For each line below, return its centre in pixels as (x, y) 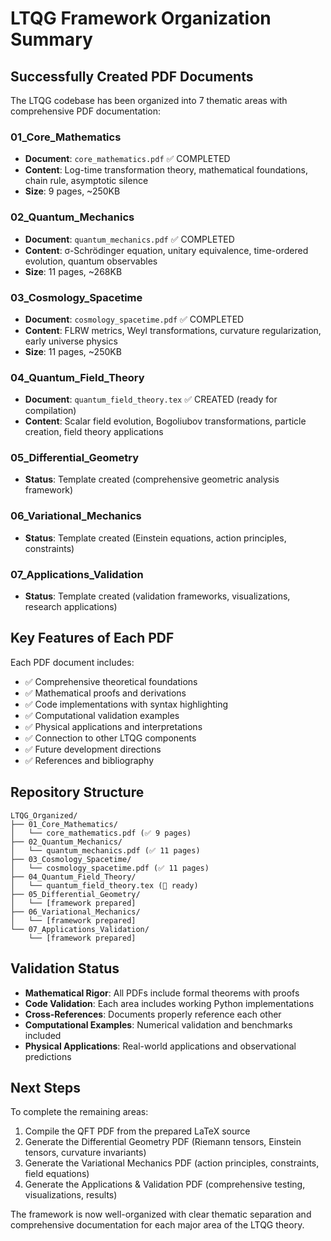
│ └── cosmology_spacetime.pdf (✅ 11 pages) (110, 868)
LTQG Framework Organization (141, 18)
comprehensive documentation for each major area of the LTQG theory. (157, 1225)
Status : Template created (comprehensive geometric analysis (152, 479)
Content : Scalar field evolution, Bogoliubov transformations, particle (165, 421)
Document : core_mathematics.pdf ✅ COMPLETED (127, 159)
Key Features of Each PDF (92, 638)
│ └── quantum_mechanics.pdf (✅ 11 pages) (105, 850)
